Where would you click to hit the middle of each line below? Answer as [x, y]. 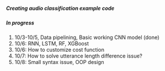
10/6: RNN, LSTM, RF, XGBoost [52, 44]
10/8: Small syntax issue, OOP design [59, 62]
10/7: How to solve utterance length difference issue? [78, 56]
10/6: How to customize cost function [59, 50]
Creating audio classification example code [60, 8]
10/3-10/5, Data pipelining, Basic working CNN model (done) [87, 37]
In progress [20, 23]
